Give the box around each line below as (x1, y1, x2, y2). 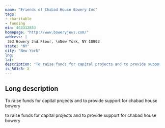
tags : (5, 12, 16, 17)
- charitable (5, 16, 32, 21)
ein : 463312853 (5, 26, 36, 30)
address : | (5, 35, 27, 40)
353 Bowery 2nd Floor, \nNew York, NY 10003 (7, 39, 100, 44)
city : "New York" (5, 48, 41, 53)
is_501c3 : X (5, 67, 29, 72)
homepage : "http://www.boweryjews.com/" (5, 30, 89, 35)
